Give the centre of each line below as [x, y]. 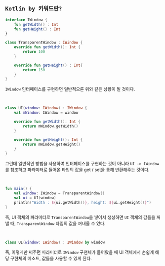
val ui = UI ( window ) [35, 198]
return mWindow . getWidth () [51, 126]
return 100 [34, 52]
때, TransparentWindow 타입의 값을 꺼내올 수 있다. [58, 223]
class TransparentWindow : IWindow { [44, 43]
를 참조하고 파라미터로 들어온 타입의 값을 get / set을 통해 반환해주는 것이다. [77, 170]
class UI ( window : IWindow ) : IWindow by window [55, 242]
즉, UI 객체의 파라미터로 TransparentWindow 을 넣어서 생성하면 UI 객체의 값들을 [80, 217]
